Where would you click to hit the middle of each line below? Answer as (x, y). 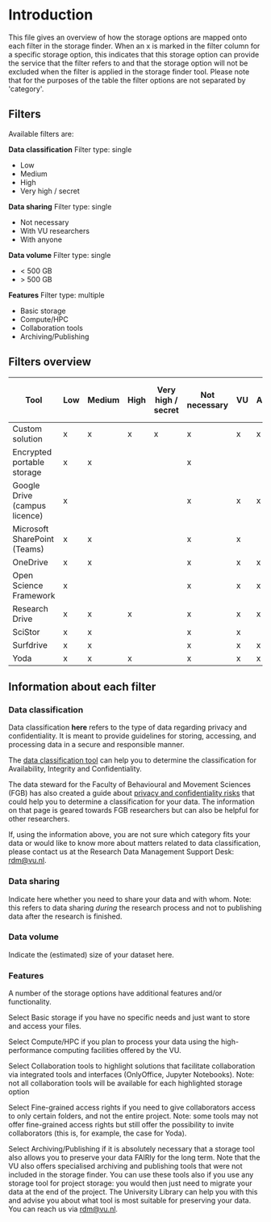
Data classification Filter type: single (70, 149)
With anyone (41, 239)
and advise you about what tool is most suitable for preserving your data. (130, 1201)
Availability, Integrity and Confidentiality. (75, 769)
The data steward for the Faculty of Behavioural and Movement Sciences (130, 784)
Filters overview (50, 362)
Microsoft (31, 529)
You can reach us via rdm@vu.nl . (63, 1209)
